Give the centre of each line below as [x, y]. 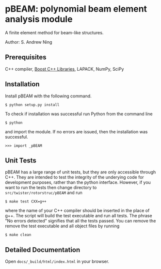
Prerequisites [26, 57]
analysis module [39, 19]
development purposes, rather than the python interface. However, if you [78, 182]
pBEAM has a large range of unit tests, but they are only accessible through [80, 172]
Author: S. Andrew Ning [29, 42]
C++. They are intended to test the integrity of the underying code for [74, 177]
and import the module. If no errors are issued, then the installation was [76, 131]
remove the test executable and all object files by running [62, 226]
